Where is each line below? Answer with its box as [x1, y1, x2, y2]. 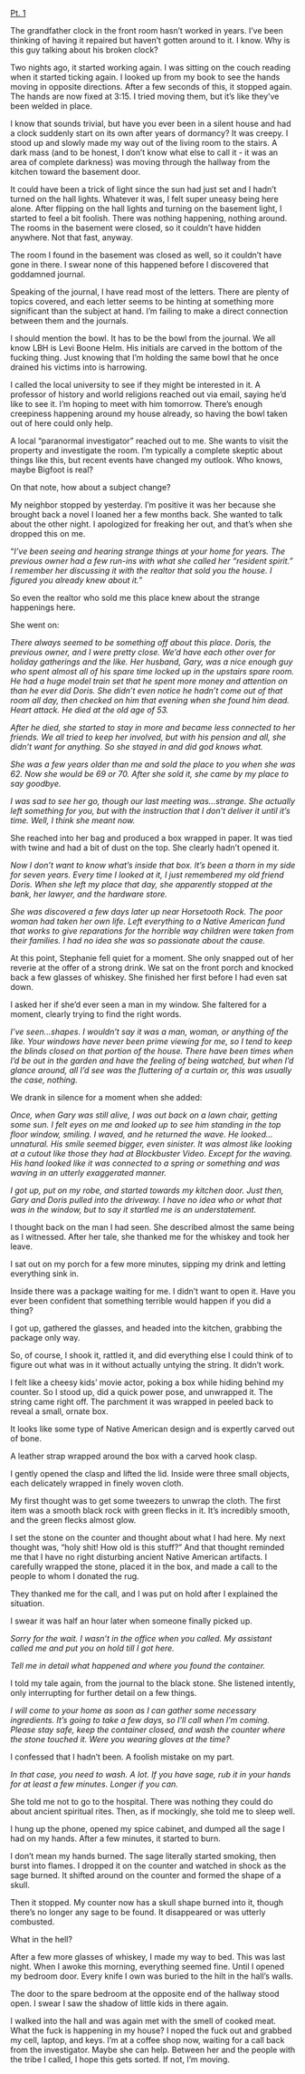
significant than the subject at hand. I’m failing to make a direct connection [10, 305, 289, 316]
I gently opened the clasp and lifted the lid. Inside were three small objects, [10, 1468, 291, 1478]
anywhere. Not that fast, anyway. [10, 232, 134, 243]
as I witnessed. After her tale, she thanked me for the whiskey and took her [10, 1232, 291, 1242]
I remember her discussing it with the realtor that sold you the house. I [10, 566, 272, 576]
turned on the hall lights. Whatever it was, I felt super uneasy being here [10, 194, 279, 204]
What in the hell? [10, 1934, 73, 1944]
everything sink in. [10, 1268, 80, 1279]
